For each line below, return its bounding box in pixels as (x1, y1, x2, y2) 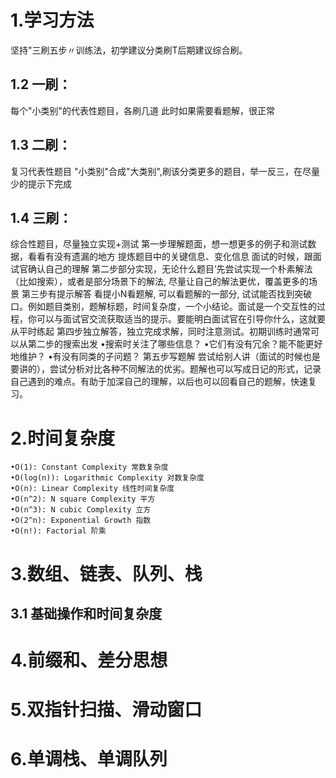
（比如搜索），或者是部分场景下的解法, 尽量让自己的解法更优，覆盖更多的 (10, 276, 309, 288)
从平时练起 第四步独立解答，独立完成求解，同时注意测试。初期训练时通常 (10, 326, 311, 338)
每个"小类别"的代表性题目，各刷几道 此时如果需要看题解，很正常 (10, 104, 275, 116)
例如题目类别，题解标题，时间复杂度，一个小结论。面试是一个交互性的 (27, 301, 317, 313)
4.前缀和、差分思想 (10, 649, 168, 672)
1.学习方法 (10, 9, 95, 32)
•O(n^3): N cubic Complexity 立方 (10, 505, 152, 515)
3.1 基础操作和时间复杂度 (10, 605, 163, 622)
